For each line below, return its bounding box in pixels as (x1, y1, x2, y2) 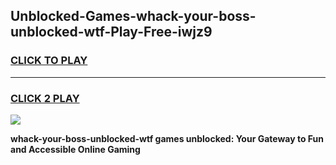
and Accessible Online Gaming (10, 143, 141, 155)
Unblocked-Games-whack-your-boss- (10, 8, 257, 25)
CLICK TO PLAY (10, 54, 88, 68)
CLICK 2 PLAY (10, 91, 80, 105)
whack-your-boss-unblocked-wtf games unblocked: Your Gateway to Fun (10, 132, 325, 144)
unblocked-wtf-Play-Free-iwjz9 (10, 24, 213, 41)
